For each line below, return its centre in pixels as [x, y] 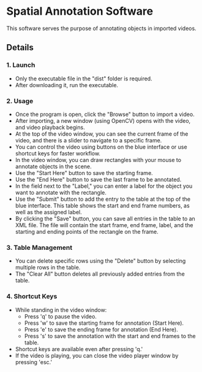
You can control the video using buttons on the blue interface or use [101, 147]
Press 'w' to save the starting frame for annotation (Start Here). [104, 323]
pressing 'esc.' [34, 362]
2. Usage [20, 101]
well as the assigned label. [48, 212]
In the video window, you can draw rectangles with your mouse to [98, 160]
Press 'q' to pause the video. [60, 316]
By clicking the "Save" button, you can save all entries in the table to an [105, 219]
